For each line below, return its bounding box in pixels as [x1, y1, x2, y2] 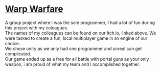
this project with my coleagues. [5, 24, 69, 30]
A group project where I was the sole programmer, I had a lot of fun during [5, 20, 155, 25]
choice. [5, 40, 21, 46]
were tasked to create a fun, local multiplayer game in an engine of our [5, 35, 148, 41]
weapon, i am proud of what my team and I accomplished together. [5, 61, 140, 67]
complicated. [5, 50, 32, 57]
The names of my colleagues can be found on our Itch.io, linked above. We [5, 30, 157, 36]
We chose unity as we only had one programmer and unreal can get [5, 46, 142, 51]
